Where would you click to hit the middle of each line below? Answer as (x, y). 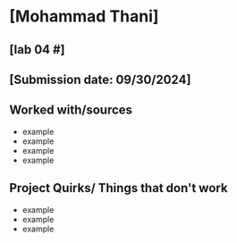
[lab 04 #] (37, 50)
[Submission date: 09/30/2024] (100, 79)
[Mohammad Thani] (84, 17)
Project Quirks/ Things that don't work (118, 188)
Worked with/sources (71, 110)
